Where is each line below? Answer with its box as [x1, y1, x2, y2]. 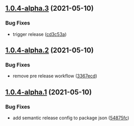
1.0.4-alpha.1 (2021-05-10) [5, 88, 92, 96]
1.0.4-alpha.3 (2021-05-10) [5, 4, 94, 13]
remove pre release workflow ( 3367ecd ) [12, 73, 98, 79]
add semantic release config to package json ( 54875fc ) [12, 115, 129, 121]
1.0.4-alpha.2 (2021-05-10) [5, 46, 94, 55]
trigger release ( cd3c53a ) [12, 31, 67, 37]
